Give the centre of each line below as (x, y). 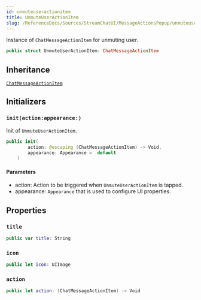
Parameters (21, 172)
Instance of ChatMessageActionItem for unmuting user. (72, 40)
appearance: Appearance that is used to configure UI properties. (93, 191)
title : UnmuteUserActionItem (42, 17)
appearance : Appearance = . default (72, 153)
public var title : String (38, 238)
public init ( (22, 142)
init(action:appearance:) (44, 118)
